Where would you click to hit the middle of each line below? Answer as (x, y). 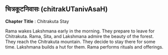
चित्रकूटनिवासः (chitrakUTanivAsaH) (57, 9)
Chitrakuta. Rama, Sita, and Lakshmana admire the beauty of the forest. (79, 36)
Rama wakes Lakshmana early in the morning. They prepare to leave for (80, 31)
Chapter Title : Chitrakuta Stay (37, 21)
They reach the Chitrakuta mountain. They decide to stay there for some (80, 41)
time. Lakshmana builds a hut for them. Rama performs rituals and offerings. (84, 47)
